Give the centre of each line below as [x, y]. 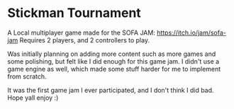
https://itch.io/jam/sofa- [192, 33]
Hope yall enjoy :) [33, 98]
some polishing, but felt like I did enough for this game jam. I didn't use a [113, 61]
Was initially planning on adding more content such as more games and [112, 54]
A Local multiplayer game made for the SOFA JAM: [82, 33]
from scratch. [27, 76]
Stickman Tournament [74, 13]
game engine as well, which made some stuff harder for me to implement [114, 69]
